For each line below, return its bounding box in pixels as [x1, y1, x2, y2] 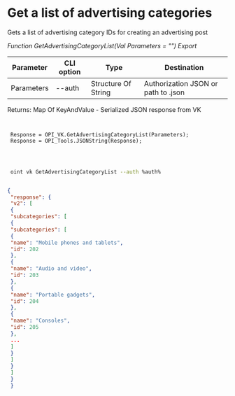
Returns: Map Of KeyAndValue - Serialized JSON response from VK [7, 105, 201, 113]
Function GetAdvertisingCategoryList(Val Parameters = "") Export [7, 41, 197, 50]
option [58, 66, 81, 76]
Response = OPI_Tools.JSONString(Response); [10, 137, 142, 144]
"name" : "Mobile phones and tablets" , [10, 239, 124, 246]
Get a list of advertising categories [7, 5, 213, 21]
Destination [164, 62, 204, 72]
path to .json [143, 87, 185, 97]
